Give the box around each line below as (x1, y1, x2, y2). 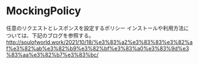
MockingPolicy (6, 4, 81, 18)
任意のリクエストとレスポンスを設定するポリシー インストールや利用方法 (6, 24, 184, 31)
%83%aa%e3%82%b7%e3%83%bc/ (6, 51, 99, 58)
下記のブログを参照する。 (31, 31, 95, 39)
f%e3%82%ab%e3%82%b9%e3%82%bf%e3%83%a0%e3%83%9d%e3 (6, 44, 190, 52)
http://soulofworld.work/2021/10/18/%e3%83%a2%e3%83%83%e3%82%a (6, 39, 193, 46)
